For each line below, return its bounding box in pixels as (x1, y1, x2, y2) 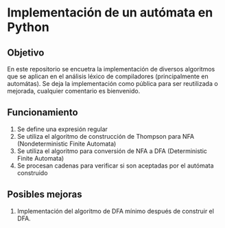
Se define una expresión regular (16, 125, 108, 133)
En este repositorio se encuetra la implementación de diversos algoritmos (7, 65, 215, 73)
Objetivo (7, 47, 45, 58)
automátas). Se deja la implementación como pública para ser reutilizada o (7, 80, 218, 87)
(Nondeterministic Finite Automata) (16, 139, 117, 148)
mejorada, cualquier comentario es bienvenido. (7, 87, 141, 95)
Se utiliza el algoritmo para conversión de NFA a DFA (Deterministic (16, 146, 208, 155)
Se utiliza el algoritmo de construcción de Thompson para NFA (16, 132, 195, 140)
